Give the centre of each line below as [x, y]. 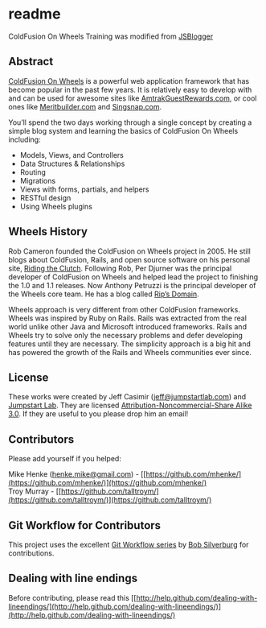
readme [35, 14]
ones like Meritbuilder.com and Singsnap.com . [85, 106]
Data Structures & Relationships [72, 163]
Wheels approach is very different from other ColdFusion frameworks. [125, 309]
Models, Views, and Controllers [72, 155]
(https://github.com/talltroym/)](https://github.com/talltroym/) [110, 500]
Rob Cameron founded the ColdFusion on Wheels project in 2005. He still [129, 251]
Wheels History [48, 231]
